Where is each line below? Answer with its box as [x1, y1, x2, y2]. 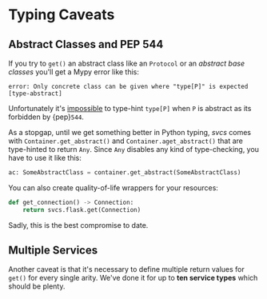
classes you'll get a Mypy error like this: [8, 67, 140, 77]
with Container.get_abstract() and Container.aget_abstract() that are [8, 136, 244, 146]
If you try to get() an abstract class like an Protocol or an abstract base [8, 58, 245, 68]
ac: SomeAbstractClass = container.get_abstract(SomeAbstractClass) [8, 169, 241, 177]
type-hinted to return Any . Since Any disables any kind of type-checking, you [8, 145, 260, 153]
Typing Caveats [8, 6, 115, 24]
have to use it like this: [8, 153, 82, 162]
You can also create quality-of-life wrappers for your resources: [8, 182, 218, 193]
